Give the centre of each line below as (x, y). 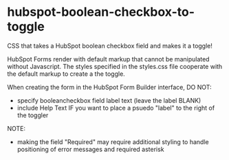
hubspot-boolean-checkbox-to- (101, 12)
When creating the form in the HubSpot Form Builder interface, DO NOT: (109, 87)
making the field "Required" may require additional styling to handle (113, 141)
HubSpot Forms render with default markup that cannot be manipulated (108, 59)
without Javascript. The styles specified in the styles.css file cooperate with (115, 66)
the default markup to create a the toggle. (66, 74)
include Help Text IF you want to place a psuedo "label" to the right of (116, 108)
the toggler (33, 115)
